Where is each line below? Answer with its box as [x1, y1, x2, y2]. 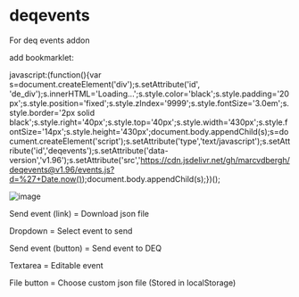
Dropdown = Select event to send [9, 225, 133, 236]
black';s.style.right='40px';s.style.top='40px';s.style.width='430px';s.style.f [9, 117, 288, 128]
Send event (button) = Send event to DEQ [9, 243, 162, 253]
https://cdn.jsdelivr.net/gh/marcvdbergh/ [140, 154, 290, 165]
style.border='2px [9, 107, 76, 118]
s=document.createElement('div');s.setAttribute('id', [9, 78, 201, 89]
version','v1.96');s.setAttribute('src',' [9, 154, 141, 165]
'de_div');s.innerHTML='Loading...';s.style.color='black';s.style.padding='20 [9, 88, 290, 99]
